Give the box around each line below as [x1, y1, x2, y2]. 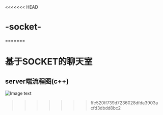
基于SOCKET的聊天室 [5, 56, 93, 68]
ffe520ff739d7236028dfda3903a [90, 100, 158, 106]
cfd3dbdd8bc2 [90, 105, 121, 111]
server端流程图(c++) [5, 77, 69, 85]
